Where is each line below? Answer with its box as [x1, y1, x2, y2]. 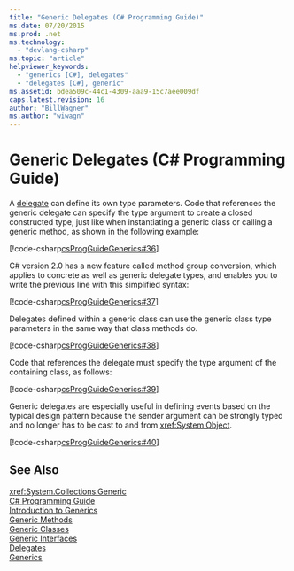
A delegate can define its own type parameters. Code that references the [9, 198, 276, 209]
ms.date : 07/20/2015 [9, 21, 86, 30]
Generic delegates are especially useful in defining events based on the [9, 401, 271, 412]
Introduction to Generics [9, 505, 98, 515]
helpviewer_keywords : [9, 63, 89, 72]
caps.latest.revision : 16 [9, 95, 104, 104]
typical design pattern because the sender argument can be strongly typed [9, 411, 283, 421]
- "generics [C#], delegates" [17, 71, 128, 80]
